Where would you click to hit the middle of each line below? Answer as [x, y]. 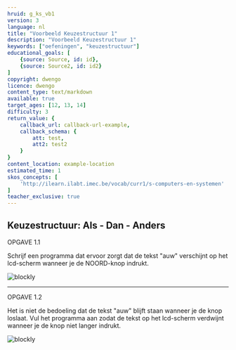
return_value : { [31, 118]
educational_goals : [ [39, 53]
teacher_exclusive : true [44, 197]
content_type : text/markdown [50, 92]
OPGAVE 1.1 [24, 242]
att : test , [48, 138]
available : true [31, 99]
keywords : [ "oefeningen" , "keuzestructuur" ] [73, 46]
